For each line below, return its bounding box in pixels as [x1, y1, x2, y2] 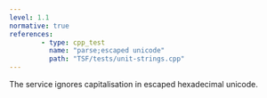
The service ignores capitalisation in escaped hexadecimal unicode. [9, 79, 258, 89]
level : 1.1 [9, 12, 50, 22]
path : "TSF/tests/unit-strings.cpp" [48, 54, 185, 63]
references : [9, 29, 53, 38]
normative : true [9, 21, 69, 30]
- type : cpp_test [41, 37, 105, 47]
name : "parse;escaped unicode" [48, 46, 166, 55]
